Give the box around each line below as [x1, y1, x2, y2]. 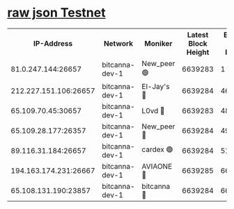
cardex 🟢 [141, 144, 173, 154]
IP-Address [33, 38, 73, 48]
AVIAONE [141, 161, 173, 171]
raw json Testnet [7, 5, 106, 21]
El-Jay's [141, 81, 170, 91]
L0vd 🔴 [141, 106, 165, 115]
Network [103, 38, 134, 48]
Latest [187, 30, 209, 40]
